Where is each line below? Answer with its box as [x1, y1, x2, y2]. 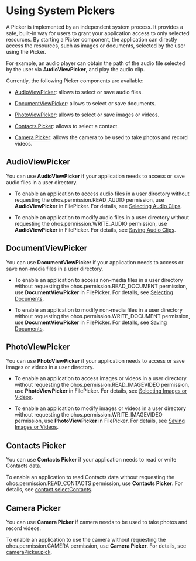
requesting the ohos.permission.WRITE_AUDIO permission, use [14, 220, 167, 227]
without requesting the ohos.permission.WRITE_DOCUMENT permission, [14, 312, 190, 319]
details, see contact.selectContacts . [6, 486, 92, 493]
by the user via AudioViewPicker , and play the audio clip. [6, 66, 145, 73]
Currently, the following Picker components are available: [6, 77, 144, 84]
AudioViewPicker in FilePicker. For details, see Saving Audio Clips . [14, 226, 176, 233]
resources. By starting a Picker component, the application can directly [6, 36, 177, 43]
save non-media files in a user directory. [6, 265, 104, 272]
